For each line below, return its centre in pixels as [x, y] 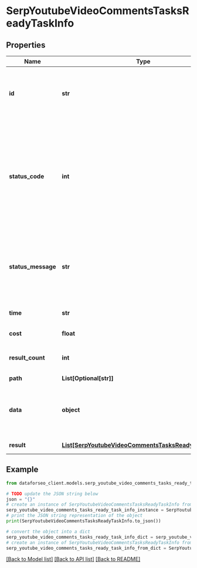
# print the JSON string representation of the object [74, 516]
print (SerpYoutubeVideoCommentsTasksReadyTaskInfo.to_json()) [84, 521]
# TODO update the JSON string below [52, 494]
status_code [27, 176]
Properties [26, 45]
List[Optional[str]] [88, 378]
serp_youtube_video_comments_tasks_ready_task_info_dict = [80, 537]
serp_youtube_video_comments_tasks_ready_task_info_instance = [85, 510]
